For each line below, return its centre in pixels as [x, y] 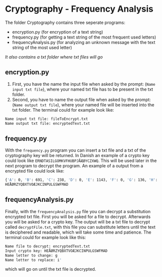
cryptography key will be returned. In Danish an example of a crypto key [77, 156]
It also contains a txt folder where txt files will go [54, 57]
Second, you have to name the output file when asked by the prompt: [81, 99]
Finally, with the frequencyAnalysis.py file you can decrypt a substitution [78, 211]
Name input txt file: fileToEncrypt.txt [47, 119]
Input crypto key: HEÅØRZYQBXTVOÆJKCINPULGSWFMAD [56, 251]
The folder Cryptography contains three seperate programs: [65, 22]
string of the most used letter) [42, 47]
